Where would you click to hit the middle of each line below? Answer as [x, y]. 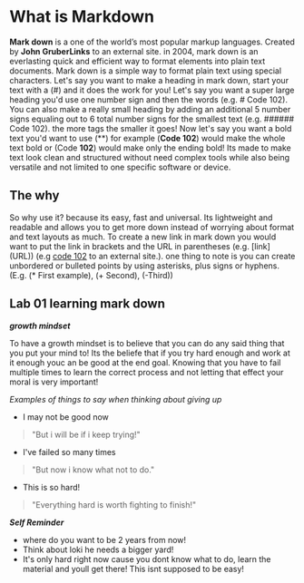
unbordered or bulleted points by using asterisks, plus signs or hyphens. [144, 266]
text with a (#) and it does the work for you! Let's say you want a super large [152, 90]
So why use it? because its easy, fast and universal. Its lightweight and [141, 217]
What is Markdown [82, 17]
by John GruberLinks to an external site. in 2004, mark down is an [134, 51]
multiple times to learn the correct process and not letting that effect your [147, 372]
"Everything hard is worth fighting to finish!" [114, 504]
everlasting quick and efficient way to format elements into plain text [137, 61]
